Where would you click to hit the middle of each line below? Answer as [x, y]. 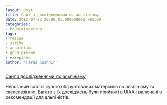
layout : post [19, 10]
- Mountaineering [24, 29]
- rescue [15, 39]
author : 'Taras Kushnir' [32, 62]
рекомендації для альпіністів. [37, 97]
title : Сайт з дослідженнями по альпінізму [52, 15]
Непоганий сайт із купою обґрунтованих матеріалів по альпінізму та [80, 87]
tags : [11, 34]
